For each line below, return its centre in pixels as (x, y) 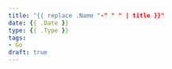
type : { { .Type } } (38, 30)
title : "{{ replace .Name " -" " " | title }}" (86, 15)
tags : (17, 38)
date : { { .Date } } (38, 23)
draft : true (28, 52)
